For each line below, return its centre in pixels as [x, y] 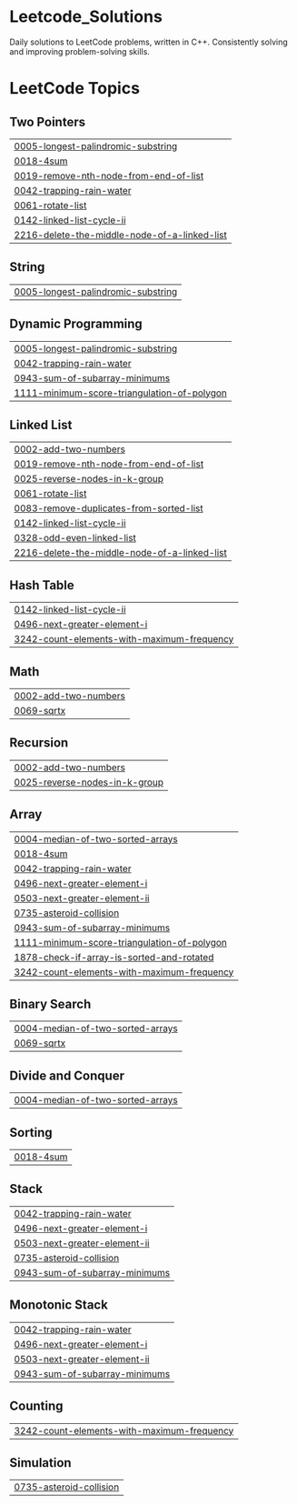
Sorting [31, 1133]
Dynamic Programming [76, 324]
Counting [36, 1406]
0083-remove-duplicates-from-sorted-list [109, 508]
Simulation [40, 1463]
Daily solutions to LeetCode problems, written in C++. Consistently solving [148, 42]
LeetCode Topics [75, 89]
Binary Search [50, 1004]
